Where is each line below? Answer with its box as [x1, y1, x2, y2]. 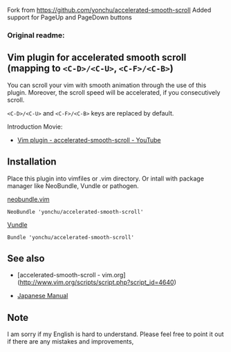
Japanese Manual [17, 292, 68, 300]
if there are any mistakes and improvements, [7, 337, 134, 346]
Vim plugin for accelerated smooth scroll [7, 52, 187, 64]
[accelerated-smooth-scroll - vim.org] [17, 271, 126, 279]
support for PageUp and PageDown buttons [7, 13, 133, 21]
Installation [7, 156, 57, 168]
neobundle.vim [7, 195, 50, 203]
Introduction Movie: [7, 122, 63, 131]
